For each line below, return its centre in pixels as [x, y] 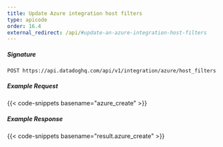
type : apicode [27, 20]
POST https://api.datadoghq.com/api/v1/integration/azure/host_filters [111, 71]
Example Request [33, 85]
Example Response [35, 119]
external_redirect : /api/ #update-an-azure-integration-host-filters [107, 32]
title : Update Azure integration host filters [75, 13]
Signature [22, 54]
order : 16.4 [24, 26]
